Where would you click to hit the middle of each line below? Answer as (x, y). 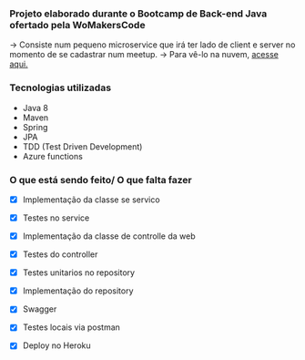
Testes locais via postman (71, 327)
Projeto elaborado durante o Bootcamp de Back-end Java (138, 14)
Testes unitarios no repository (78, 273)
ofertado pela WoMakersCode (77, 25)
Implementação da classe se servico (91, 200)
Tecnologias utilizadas (61, 87)
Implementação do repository (78, 291)
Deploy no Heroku (56, 345)
